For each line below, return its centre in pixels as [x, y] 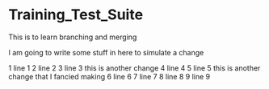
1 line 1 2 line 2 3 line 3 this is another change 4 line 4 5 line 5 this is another [134, 68]
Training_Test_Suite [76, 15]
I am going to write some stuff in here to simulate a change [106, 52]
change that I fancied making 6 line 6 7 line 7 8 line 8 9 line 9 [109, 76]
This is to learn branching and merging [73, 37]
